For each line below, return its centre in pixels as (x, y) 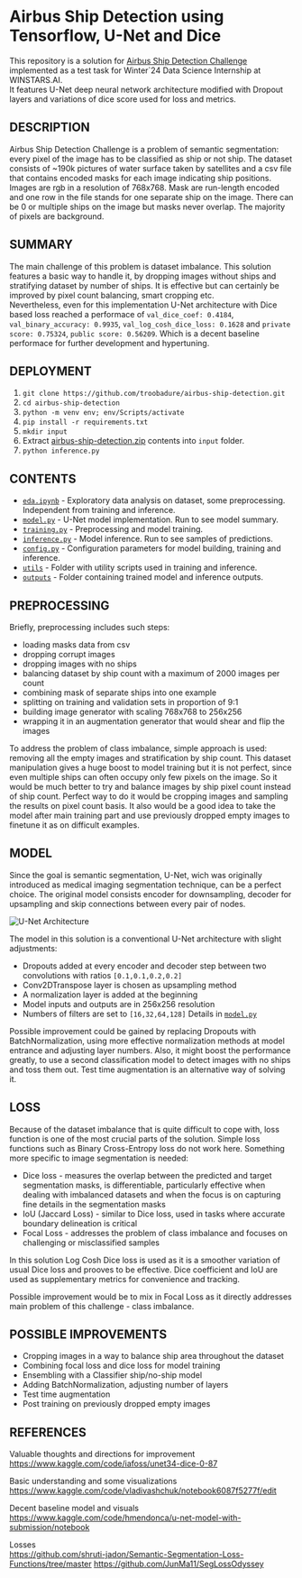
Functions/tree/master (50, 1564)
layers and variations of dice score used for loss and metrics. (123, 99)
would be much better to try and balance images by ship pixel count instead (150, 787)
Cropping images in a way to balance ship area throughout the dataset (153, 1356)
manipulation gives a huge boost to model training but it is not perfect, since (151, 767)
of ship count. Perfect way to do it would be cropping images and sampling (149, 796)
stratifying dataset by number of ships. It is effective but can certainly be (144, 285)
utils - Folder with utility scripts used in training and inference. (140, 568)
